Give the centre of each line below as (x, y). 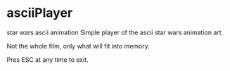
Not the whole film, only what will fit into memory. (78, 46)
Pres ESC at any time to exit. (47, 59)
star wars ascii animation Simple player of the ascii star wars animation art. (115, 32)
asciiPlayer (40, 13)
